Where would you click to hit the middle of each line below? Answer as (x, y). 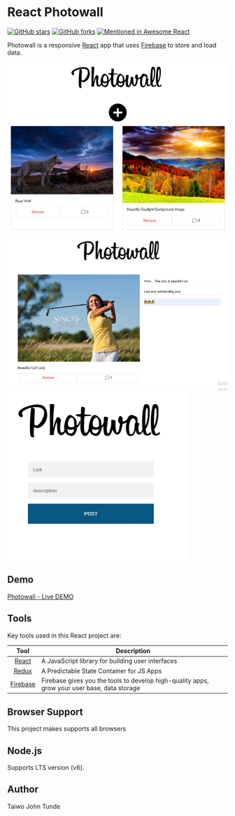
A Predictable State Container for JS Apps (101, 671)
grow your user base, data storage (91, 688)
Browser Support (45, 711)
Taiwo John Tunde (34, 806)
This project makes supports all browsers (67, 729)
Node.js (25, 751)
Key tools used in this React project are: (64, 635)
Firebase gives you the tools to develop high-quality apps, (125, 680)
